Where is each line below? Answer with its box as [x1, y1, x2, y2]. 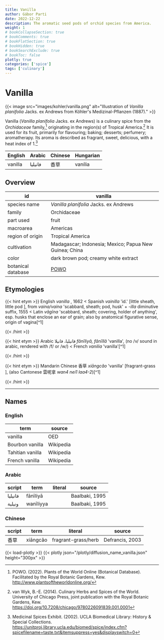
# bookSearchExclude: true [5, 48, 60, 53]
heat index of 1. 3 [5, 140, 38, 147]
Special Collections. [12, 619, 52, 625]
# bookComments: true [5, 35, 49, 40]
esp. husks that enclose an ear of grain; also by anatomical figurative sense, [5, 314, 159, 320]
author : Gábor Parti [5, 12, 47, 17]
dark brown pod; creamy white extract [50, 255, 138, 262]
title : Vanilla [5, 7, 36, 12]
